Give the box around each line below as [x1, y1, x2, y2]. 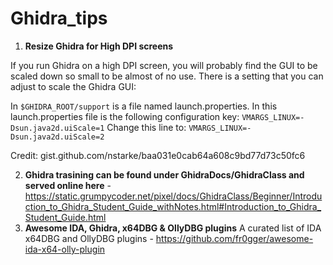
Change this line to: [106, 121, 187, 133]
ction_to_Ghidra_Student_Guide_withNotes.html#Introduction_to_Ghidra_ [24, 200, 322, 212]
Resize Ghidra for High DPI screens [24, 40, 174, 52]
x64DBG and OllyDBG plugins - [24, 232, 154, 244]
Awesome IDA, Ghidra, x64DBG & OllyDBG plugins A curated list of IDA [24, 222, 322, 234]
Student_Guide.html [24, 211, 107, 223]
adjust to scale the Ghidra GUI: [10, 80, 137, 92]
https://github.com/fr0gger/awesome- [155, 232, 314, 244]
